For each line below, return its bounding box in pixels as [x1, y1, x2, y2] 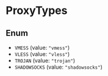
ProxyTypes [5, 4, 68, 18]
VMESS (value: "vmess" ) [14, 44, 70, 51]
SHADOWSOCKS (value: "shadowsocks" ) [14, 63, 103, 71]
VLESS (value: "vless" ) [14, 50, 70, 58]
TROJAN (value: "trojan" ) [14, 57, 76, 64]
